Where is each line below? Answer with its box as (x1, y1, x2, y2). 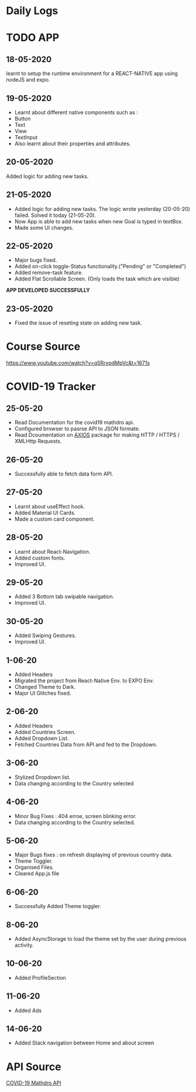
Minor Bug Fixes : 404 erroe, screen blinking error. (14, 812, 137, 819)
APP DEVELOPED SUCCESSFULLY (6, 287, 91, 294)
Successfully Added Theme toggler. (14, 903, 101, 910)
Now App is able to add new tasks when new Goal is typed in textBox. (14, 217, 183, 225)
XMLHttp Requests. (14, 438, 62, 445)
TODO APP (6, 31, 60, 45)
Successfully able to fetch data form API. (14, 470, 114, 477)
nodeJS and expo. (6, 76, 50, 83)
